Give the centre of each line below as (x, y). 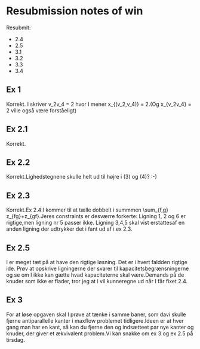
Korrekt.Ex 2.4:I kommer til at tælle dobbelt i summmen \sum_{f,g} (87, 210)
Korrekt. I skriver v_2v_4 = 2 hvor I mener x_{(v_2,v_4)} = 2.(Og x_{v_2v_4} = (99, 104)
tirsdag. (16, 339)
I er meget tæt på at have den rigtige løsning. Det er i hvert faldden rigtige (97, 262)
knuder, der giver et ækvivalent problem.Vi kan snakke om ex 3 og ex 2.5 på (100, 333)
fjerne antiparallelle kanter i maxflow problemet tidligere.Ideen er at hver (95, 320)
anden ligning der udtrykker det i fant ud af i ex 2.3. (69, 229)
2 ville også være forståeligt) (41, 110)
